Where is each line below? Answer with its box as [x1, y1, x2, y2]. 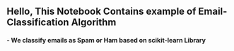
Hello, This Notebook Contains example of [6, 6, 197, 17]
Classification [6, 17, 69, 29]
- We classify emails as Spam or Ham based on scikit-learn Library [6, 36, 206, 44]
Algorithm [71, 17, 117, 29]
